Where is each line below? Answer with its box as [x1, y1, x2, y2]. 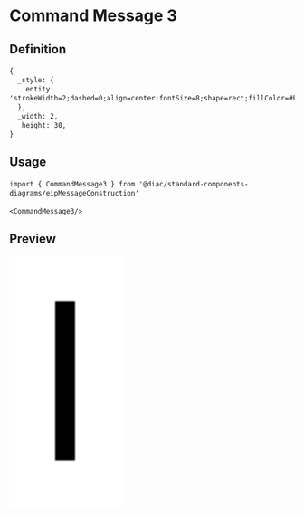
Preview [9, 232, 57, 247]
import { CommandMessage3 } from [9, 179, 136, 188]
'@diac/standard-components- [138, 179, 249, 188]
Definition [9, 42, 66, 57]
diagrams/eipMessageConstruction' [9, 188, 140, 197]
